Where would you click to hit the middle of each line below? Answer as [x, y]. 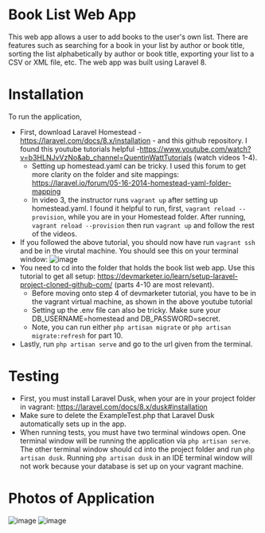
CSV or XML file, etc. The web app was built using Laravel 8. [107, 62]
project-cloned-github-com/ [66, 284]
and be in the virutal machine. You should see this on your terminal [129, 251]
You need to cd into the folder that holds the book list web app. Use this [137, 267]
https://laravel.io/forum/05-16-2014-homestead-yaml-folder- [132, 183]
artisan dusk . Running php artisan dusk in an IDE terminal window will [136, 457]
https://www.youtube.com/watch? [195, 148]
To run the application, [45, 116]
